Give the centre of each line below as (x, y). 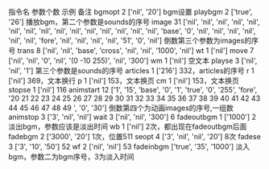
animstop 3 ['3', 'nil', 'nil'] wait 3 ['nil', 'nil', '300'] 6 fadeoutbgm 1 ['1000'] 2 (132, 117)
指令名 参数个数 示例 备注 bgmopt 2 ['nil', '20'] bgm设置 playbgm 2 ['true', (130, 12)
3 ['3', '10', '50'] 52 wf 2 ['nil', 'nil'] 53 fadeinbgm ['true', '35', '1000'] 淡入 (129, 146)
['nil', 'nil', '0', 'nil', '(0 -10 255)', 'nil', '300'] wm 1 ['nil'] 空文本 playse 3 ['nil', (133, 60)
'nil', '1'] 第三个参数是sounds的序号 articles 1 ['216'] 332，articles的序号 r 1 (131, 70)
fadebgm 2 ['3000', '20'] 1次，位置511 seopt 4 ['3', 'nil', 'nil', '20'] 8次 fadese (135, 136)
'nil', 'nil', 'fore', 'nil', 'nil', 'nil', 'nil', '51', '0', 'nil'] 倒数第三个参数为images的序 (134, 40)
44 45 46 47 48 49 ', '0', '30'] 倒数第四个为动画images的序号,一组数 (121, 108)
